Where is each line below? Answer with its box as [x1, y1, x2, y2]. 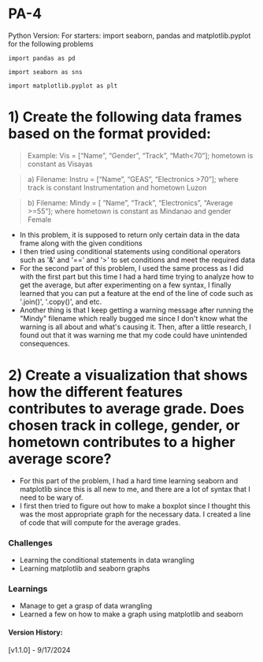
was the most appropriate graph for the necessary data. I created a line [19, 509, 251, 519]
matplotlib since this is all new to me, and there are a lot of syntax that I [19, 484, 250, 494]
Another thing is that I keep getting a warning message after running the [19, 305, 254, 315]
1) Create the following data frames [8, 108, 243, 126]
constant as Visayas [27, 159, 93, 168]
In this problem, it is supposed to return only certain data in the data [19, 230, 240, 239]
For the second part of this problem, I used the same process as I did [19, 263, 244, 272]
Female [27, 214, 52, 224]
